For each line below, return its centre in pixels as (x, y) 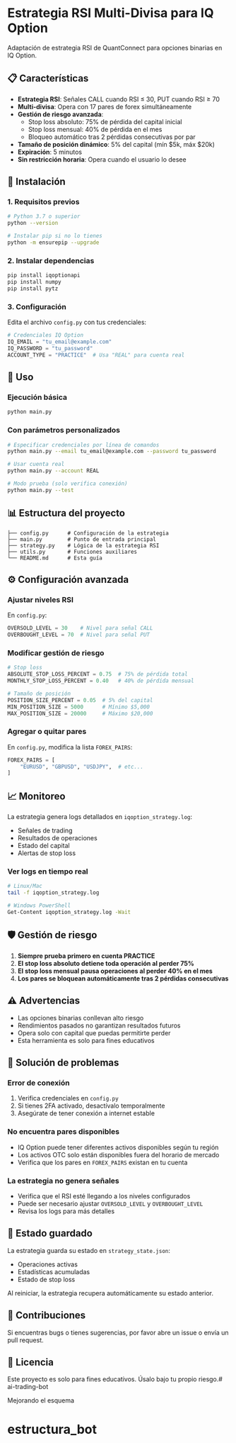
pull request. (25, 1340)
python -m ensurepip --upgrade (53, 243)
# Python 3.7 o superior (44, 217)
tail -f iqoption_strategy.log (53, 893)
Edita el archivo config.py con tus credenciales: (77, 322)
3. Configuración (37, 306)
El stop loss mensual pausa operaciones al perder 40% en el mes (115, 971)
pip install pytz (33, 289)
